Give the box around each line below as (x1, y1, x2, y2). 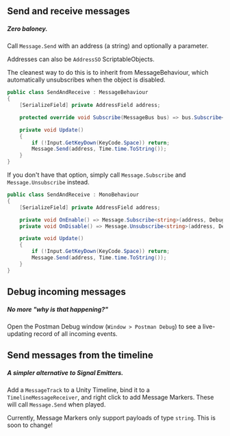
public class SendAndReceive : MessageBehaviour (7, 89, 149, 96)
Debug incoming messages (7, 286, 127, 298)
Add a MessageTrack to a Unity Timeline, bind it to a (7, 386, 151, 394)
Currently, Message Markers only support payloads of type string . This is (7, 414, 216, 422)
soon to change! (7, 421, 53, 429)
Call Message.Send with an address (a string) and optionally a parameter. (7, 42, 209, 50)
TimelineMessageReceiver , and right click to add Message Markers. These (7, 393, 214, 402)
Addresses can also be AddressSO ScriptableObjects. (7, 55, 155, 64)
